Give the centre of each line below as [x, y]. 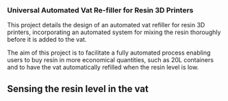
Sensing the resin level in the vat [78, 88]
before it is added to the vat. [47, 40]
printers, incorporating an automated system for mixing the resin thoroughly [114, 32]
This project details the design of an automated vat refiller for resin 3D [106, 25]
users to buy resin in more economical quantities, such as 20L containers [111, 60]
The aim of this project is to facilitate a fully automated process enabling [109, 53]
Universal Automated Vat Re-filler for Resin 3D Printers [100, 10]
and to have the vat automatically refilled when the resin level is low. [103, 68]
